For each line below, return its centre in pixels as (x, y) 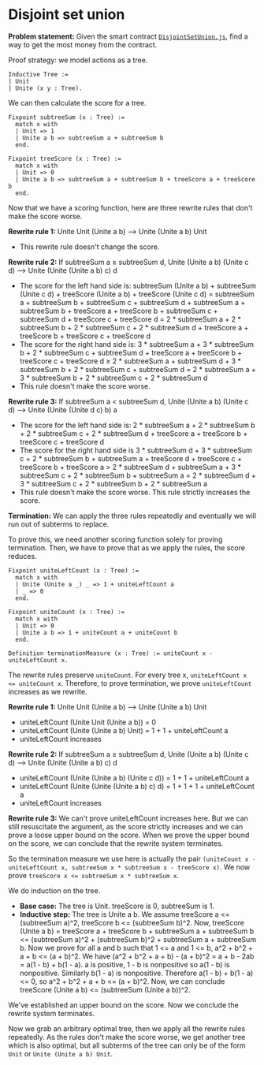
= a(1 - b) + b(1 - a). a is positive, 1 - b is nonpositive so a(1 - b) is (125, 964)
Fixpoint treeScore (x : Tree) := (65, 158)
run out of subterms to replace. (59, 524)
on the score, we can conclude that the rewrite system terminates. (116, 843)
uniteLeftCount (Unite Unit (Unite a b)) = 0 (87, 722)
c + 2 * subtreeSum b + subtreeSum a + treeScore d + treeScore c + (131, 458)
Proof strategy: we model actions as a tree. (78, 60)
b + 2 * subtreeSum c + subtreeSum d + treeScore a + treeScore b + (131, 352)
